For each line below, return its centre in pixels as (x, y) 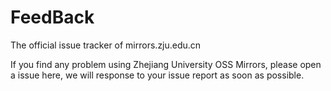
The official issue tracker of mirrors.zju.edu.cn (106, 45)
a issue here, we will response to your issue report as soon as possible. (157, 75)
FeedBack (52, 17)
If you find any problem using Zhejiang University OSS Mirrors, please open (166, 64)
